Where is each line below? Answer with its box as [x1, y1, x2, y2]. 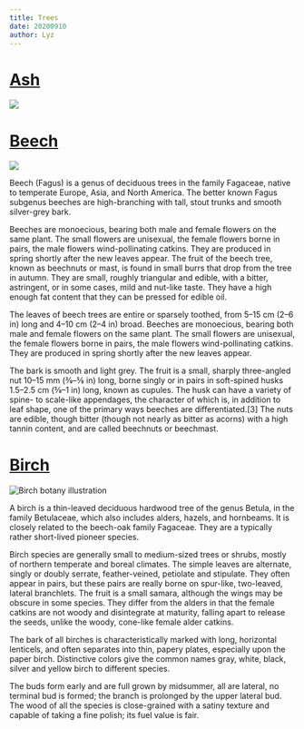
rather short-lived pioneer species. [9, 532, 139, 543]
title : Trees [9, 13, 59, 23]
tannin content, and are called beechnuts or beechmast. [9, 423, 220, 434]
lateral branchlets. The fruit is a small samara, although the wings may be [9, 587, 283, 599]
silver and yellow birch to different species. [9, 664, 171, 675]
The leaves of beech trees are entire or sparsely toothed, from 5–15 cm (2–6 [9, 310, 294, 320]
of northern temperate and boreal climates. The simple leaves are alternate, [9, 559, 292, 570]
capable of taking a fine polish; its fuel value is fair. [9, 710, 200, 721]
